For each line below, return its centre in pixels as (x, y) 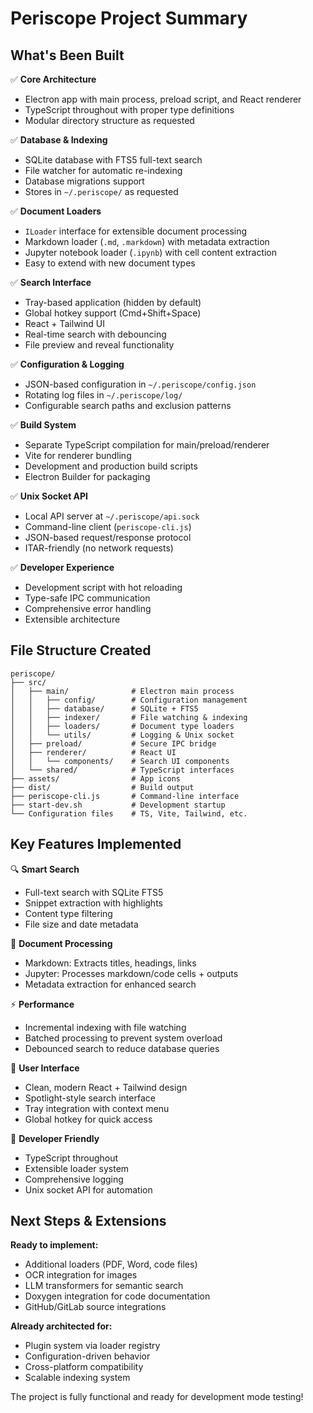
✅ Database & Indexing (59, 140)
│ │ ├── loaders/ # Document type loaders (122, 726)
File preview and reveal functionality (99, 345)
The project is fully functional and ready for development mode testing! (157, 1397)
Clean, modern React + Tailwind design (106, 1087)
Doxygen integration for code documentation (117, 1296)
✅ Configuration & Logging (67, 364)
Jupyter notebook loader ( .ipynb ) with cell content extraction (151, 252)
